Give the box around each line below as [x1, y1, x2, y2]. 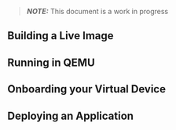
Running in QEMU [7, 56, 95, 69]
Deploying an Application [7, 109, 134, 122]
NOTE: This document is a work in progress [26, 7, 169, 16]
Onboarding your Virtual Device [7, 82, 167, 96]
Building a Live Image [7, 29, 115, 42]
